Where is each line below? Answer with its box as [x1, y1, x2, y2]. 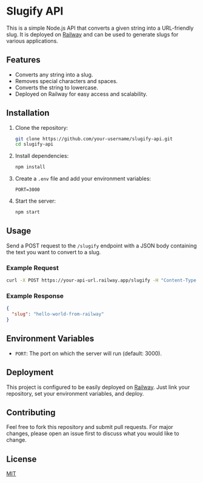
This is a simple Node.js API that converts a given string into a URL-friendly [6, 24, 194, 32]
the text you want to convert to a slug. [6, 248, 101, 255]
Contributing [6, 407, 56, 417]
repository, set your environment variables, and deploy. [6, 390, 144, 397]
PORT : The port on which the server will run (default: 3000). [15, 350, 162, 357]
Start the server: [15, 197, 56, 204]
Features [6, 55, 41, 65]
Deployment [6, 367, 54, 377]
